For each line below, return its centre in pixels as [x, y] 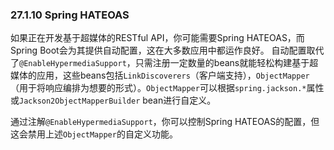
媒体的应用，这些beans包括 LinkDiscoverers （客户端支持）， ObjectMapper [160, 75]
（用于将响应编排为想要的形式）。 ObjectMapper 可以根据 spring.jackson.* [158, 88]
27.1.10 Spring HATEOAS [70, 15]
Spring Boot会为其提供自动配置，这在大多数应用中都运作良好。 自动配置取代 [167, 50]
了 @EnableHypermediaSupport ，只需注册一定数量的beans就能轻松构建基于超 [164, 63]
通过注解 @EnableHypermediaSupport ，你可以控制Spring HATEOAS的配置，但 [165, 122]
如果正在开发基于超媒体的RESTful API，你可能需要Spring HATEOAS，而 [157, 38]
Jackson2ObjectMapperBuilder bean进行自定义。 [118, 100]
